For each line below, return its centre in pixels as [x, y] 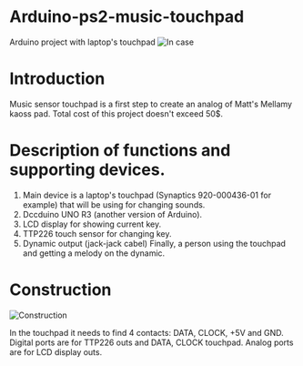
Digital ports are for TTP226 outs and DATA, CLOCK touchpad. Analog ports [151, 342]
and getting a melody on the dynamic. [94, 253]
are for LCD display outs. [56, 351]
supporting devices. [87, 170]
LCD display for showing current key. [92, 224]
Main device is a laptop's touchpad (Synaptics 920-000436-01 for [146, 195]
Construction [61, 290]
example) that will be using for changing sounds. [114, 204]
